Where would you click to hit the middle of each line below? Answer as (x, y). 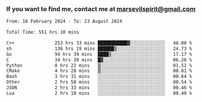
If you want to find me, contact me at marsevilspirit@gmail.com (101, 9)
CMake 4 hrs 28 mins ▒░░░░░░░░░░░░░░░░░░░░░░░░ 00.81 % (99, 71)
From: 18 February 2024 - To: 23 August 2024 (64, 22)
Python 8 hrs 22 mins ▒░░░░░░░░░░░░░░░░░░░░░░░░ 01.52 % (99, 65)
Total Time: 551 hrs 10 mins (43, 32)
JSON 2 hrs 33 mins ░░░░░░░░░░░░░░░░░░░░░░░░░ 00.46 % (99, 88)
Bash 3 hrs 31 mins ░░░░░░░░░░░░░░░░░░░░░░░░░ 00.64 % (99, 77)
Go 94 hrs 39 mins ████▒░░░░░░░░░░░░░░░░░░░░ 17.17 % (99, 54)
